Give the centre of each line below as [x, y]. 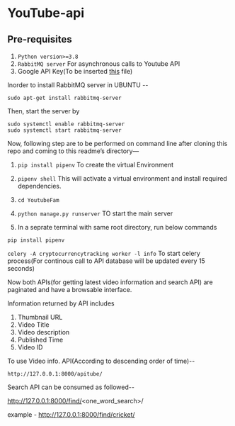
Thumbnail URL [40, 317]
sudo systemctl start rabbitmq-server [64, 130]
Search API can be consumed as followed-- [71, 387]
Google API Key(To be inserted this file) [75, 71]
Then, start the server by [44, 111]
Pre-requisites [40, 39]
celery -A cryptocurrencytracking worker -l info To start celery [104, 253]
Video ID [30, 347]
